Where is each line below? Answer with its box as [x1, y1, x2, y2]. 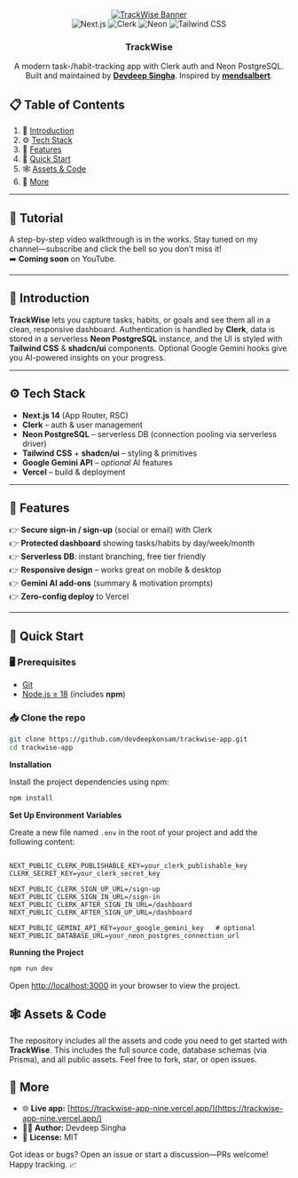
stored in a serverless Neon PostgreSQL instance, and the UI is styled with [9, 333, 283, 344]
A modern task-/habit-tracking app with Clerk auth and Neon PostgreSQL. [13, 61, 285, 72]
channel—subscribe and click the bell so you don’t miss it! [9, 243, 222, 254]
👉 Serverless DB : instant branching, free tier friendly [9, 551, 207, 562]
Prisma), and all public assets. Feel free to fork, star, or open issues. [9, 1054, 257, 1064]
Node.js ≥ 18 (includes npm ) [21, 688, 126, 700]
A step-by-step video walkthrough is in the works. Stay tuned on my [9, 234, 259, 244]
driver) [21, 438, 47, 449]
